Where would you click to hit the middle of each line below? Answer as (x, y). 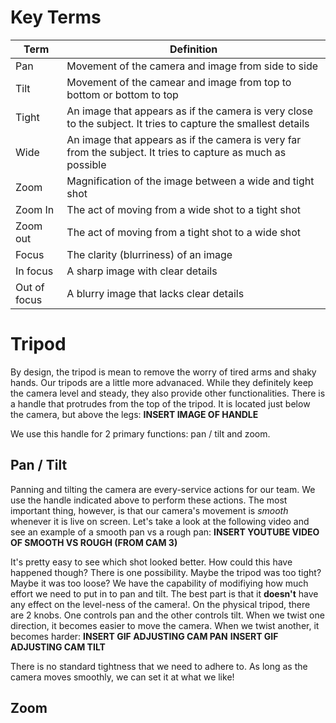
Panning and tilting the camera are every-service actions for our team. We (163, 489)
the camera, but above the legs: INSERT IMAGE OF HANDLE (134, 414)
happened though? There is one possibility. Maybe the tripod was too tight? (166, 572)
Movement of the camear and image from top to (179, 82)
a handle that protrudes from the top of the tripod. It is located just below (160, 403)
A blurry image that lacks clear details (155, 293)
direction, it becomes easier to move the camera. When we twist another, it (165, 625)
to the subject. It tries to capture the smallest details (188, 123)
